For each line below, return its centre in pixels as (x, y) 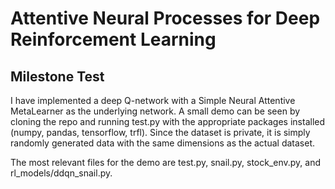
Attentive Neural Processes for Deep (165, 18)
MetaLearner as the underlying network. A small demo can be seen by (155, 111)
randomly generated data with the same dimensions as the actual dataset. (163, 143)
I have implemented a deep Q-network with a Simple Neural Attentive (153, 100)
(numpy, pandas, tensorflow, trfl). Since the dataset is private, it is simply (160, 132)
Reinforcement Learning (113, 39)
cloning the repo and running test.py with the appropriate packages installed (168, 121)
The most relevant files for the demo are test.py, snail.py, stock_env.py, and (166, 162)
